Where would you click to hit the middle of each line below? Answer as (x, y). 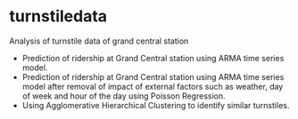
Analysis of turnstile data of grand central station (99, 41)
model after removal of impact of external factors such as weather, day (153, 86)
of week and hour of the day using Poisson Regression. (124, 96)
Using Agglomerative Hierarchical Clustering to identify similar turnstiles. (156, 105)
